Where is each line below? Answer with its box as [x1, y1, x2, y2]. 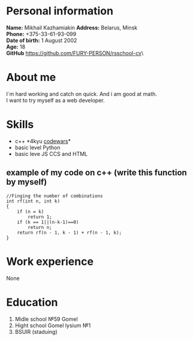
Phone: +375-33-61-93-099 [6, 30, 77, 37]
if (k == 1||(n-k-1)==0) [17, 219, 79, 225]
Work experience [6, 255, 94, 268]
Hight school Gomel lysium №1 [14, 322, 91, 329]
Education [6, 295, 58, 309]
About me [6, 71, 56, 85]
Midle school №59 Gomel [14, 315, 78, 322]
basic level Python [14, 144, 61, 151]
